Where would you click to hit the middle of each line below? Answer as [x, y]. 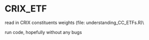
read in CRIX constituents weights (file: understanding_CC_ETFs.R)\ [74, 22]
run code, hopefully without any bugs [43, 32]
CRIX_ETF [26, 9]
